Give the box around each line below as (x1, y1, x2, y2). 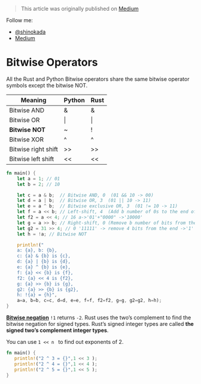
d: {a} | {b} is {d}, (17, 259, 71, 265)
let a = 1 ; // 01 (17, 176, 60, 182)
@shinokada (14, 28, 46, 35)
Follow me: (6, 17, 33, 23)
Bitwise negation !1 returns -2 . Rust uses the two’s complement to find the (6, 314, 191, 321)
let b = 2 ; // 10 (17, 181, 60, 188)
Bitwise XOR (9, 135, 44, 143)
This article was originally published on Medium (20, 5, 139, 12)
